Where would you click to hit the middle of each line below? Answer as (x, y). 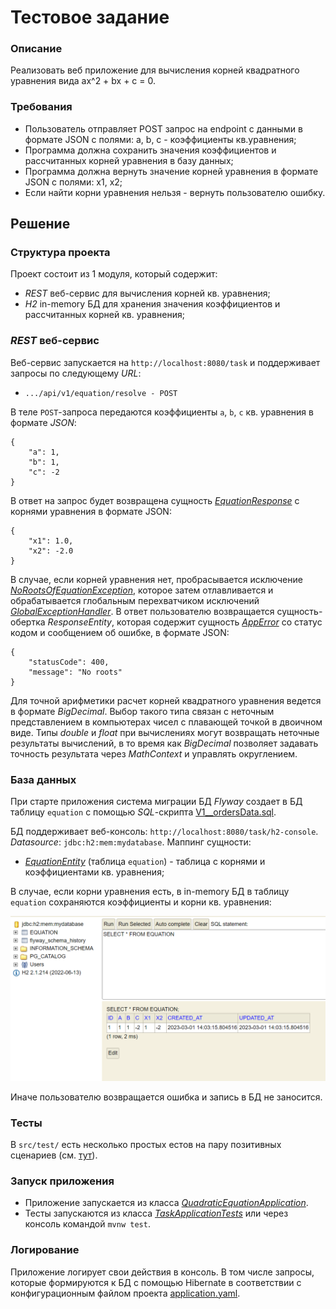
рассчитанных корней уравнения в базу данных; (129, 160)
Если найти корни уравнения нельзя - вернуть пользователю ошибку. (175, 192)
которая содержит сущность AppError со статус (219, 622)
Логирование (45, 1250)
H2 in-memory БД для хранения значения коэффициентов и (152, 304)
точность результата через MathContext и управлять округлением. (154, 753)
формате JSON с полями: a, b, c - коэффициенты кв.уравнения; (160, 139)
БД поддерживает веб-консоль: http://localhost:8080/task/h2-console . (164, 832)
